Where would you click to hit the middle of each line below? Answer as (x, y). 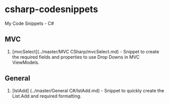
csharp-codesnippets (51, 9)
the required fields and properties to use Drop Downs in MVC (76, 57)
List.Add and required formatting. (47, 96)
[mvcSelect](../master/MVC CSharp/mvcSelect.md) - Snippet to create (86, 51)
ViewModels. (26, 62)
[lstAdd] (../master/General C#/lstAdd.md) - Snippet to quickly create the (88, 90)
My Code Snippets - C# (29, 23)
